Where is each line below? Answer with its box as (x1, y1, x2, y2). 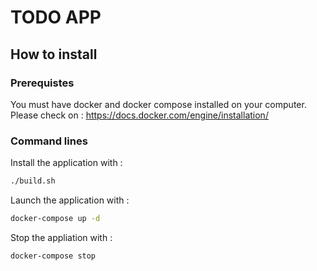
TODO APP (10, 6, 102, 29)
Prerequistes (10, 76, 75, 90)
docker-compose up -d (10, 214, 101, 224)
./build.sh (10, 176, 56, 186)
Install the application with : (10, 157, 123, 169)
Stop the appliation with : (10, 231, 113, 243)
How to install (10, 46, 98, 63)
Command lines (10, 134, 88, 148)
